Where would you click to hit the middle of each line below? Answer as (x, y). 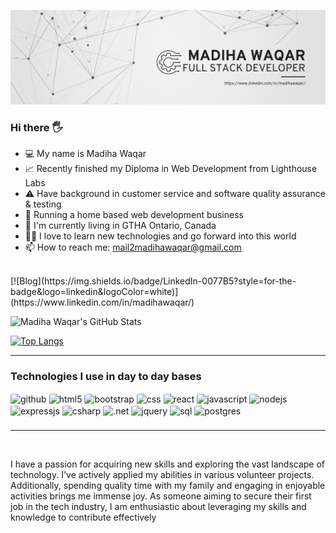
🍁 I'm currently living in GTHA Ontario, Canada (120, 226)
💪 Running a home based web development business (134, 215)
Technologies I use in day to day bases (106, 377)
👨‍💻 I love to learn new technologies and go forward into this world (160, 236)
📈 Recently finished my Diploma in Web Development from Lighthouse (171, 169)
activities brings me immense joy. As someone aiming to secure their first (161, 496)
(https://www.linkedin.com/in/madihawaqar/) (102, 302)
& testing (43, 204)
